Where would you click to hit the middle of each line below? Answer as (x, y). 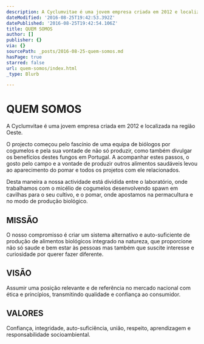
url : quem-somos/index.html (42, 68)
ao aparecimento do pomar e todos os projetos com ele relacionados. (93, 170)
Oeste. (15, 133)
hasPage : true (24, 57)
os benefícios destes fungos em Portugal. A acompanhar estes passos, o (98, 157)
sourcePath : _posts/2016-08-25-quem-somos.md (65, 52)
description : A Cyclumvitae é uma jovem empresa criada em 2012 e (92, 12)
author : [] (20, 35)
